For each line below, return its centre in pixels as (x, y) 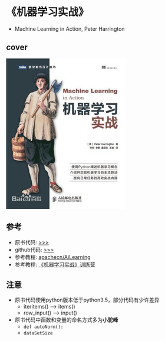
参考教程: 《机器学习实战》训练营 (55, 264)
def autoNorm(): (43, 327)
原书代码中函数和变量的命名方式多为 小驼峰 (66, 320)
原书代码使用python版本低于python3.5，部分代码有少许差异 (87, 300)
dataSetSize (38, 333)
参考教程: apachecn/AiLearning (52, 257)
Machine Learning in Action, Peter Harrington (70, 29)
